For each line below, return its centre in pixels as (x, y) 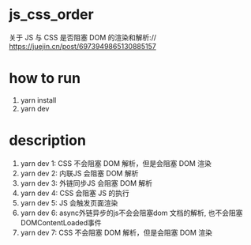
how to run (45, 79)
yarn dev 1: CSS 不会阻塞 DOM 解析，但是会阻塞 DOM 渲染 (116, 163)
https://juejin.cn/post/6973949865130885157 (82, 46)
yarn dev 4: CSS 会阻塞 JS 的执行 (75, 193)
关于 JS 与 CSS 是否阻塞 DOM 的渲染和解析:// (83, 37)
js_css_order (51, 15)
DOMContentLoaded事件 (61, 222)
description (47, 141)
